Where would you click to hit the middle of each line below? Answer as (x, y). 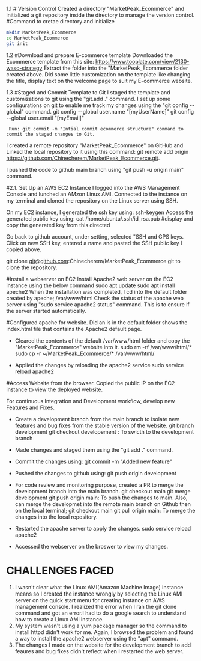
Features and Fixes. (31, 407)
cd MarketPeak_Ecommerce (37, 38)
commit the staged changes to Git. (51, 134)
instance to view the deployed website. (55, 389)
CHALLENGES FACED (60, 571)
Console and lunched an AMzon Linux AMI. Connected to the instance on (97, 194)
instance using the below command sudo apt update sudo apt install (91, 285)
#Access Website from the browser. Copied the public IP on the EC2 (91, 383)
